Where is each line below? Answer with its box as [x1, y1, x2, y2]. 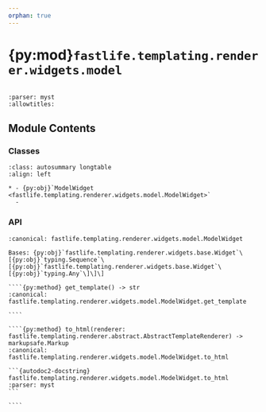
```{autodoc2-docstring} [8, 367, 91, 375]
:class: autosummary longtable [8, 164, 112, 172]
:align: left [8, 170, 52, 179]
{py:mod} [8, 45, 74, 64]
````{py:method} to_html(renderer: [8, 325, 126, 333]
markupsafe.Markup [8, 339, 69, 347]
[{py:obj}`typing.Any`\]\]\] [8, 270, 105, 278]
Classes [8, 145, 40, 156]
